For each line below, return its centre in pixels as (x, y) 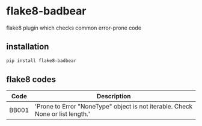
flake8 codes (31, 80)
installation (28, 47)
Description (114, 96)
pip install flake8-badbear (41, 61)
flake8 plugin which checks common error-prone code (74, 28)
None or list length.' (63, 114)
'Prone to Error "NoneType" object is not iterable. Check (114, 107)
